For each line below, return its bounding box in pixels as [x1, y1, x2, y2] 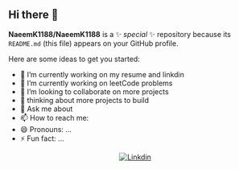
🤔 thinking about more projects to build [19, 95, 150, 105]
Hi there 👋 [8, 8, 59, 22]
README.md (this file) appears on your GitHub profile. [8, 38, 179, 48]
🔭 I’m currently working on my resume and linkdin [19, 69, 185, 79]
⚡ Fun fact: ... [19, 134, 64, 143]
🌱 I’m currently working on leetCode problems [19, 78, 173, 88]
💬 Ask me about [19, 104, 73, 113]
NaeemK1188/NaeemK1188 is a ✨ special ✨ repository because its [8, 29, 232, 39]
